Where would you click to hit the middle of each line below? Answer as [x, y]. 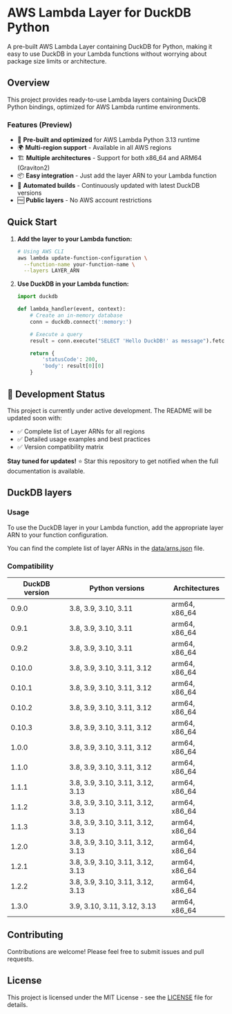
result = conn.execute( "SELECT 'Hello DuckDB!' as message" [118, 341]
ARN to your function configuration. [58, 535]
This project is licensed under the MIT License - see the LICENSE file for [110, 997]
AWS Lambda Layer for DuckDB [99, 13]
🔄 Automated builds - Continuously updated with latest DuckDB [108, 186]
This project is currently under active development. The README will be [109, 410]
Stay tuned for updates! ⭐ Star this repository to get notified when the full [113, 461]
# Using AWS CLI [40, 251]
